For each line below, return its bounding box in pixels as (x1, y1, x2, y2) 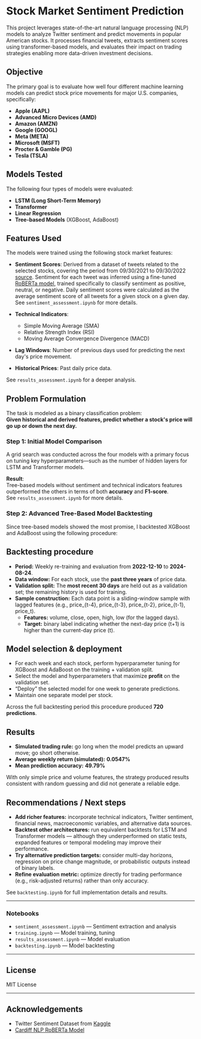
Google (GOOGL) (14, 126, 58, 133)
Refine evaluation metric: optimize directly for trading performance (14, 871, 182, 878)
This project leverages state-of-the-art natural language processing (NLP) (6, 24, 189, 31)
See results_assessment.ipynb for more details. (6, 494, 124, 502)
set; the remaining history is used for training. (14, 588, 127, 595)
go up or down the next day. (6, 422, 77, 430)
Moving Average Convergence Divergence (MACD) (23, 335, 150, 343)
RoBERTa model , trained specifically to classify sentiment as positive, (14, 280, 186, 287)
